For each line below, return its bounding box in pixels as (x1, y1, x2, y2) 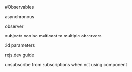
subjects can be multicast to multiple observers (5, 33, 102, 38)
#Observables (5, 4, 34, 10)
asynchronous (5, 14, 35, 19)
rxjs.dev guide (5, 52, 35, 58)
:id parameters (5, 42, 35, 48)
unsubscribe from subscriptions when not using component (5, 62, 127, 67)
